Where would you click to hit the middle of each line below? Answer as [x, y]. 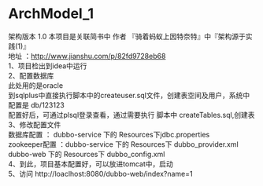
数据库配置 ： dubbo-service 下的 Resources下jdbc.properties [109, 134]
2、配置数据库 [31, 75]
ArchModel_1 [51, 14]
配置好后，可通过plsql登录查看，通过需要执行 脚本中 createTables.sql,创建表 [131, 115]
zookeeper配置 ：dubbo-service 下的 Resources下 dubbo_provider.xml [123, 144]
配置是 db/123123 [36, 105]
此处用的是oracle [36, 85]
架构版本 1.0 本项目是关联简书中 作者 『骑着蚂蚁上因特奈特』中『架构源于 [127, 36]
